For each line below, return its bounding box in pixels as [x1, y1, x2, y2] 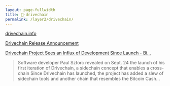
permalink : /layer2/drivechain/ [5, 17, 74, 22]
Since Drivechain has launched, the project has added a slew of [30, 70, 164, 76]
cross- [150, 65, 164, 71]
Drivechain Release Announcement [5, 40, 79, 46]
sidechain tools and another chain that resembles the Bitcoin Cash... [17, 76, 160, 82]
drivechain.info [5, 31, 37, 37]
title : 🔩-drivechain [5, 12, 49, 17]
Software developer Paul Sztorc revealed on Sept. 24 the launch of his [17, 60, 165, 66]
